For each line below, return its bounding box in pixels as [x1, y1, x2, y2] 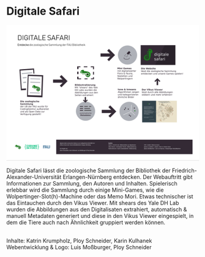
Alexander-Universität [6, 173, 62, 181]
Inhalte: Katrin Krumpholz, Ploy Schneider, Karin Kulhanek [6, 237, 152, 245]
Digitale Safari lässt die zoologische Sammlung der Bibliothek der [6, 167, 171, 175]
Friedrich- [171, 167, 197, 175]
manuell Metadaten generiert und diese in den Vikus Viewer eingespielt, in [6, 212, 194, 220]
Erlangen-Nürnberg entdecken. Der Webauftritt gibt [62, 173, 193, 181]
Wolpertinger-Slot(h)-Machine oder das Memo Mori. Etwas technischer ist [6, 193, 194, 200]
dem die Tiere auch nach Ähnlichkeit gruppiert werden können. [6, 219, 166, 226]
